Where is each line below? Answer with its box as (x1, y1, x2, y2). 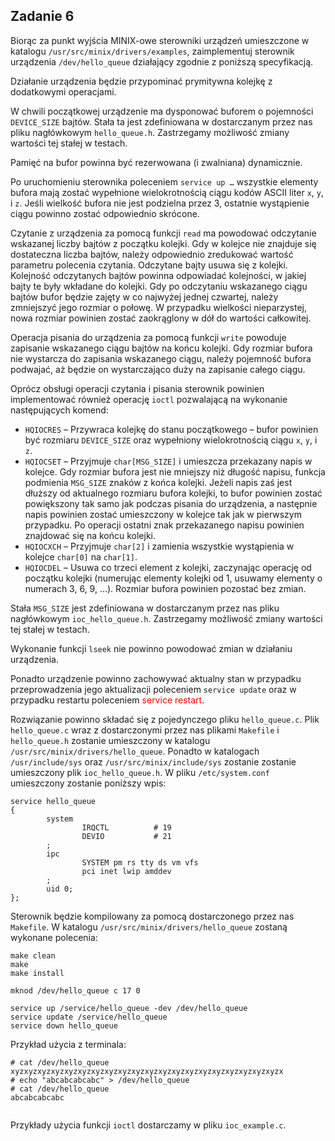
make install (10, 968, 65, 978)
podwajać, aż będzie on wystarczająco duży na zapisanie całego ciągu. (10, 363, 306, 375)
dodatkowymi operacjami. (10, 85, 117, 98)
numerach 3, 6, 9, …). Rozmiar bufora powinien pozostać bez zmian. (24, 582, 307, 594)
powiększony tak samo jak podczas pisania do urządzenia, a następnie (24, 497, 318, 509)
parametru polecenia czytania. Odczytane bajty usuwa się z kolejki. (10, 259, 288, 271)
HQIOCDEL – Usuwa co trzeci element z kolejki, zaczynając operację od (24, 561, 312, 573)
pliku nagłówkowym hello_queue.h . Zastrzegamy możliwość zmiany (10, 126, 290, 138)
